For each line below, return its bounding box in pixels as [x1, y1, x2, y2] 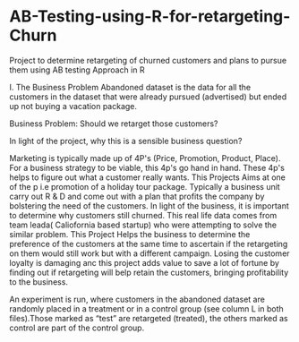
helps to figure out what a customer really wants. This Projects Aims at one [9, 172, 286, 183]
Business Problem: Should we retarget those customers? [9, 118, 218, 129]
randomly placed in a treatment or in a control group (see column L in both [9, 303, 284, 314]
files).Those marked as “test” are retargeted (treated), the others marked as [9, 312, 288, 323]
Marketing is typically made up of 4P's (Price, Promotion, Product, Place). [9, 152, 281, 163]
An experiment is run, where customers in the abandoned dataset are [9, 294, 266, 304]
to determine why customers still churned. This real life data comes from [9, 209, 278, 220]
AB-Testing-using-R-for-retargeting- [9, 6, 291, 27]
